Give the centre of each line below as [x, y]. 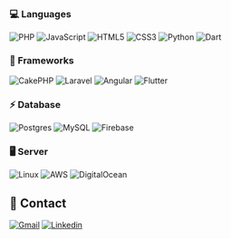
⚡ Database [35, 104]
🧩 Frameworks [42, 61]
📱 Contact [38, 203]
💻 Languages [40, 14]
